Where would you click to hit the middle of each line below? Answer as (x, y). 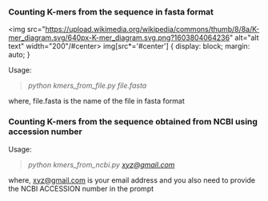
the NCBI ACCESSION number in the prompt (81, 188)
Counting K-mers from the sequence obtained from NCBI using (133, 122)
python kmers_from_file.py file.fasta (87, 85)
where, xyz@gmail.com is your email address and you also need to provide (132, 180)
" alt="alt (244, 37)
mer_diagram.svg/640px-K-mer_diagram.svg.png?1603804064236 (119, 37)
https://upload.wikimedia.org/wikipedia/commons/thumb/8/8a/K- (152, 30)
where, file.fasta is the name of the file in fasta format (97, 101)
